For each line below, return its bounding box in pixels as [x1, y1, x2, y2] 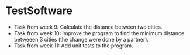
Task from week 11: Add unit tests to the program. [13, 42, 133, 49]
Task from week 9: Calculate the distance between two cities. [13, 23, 163, 30]
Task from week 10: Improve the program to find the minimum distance [13, 29, 185, 36]
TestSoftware [5, 4, 72, 18]
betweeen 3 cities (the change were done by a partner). [13, 36, 149, 43]
